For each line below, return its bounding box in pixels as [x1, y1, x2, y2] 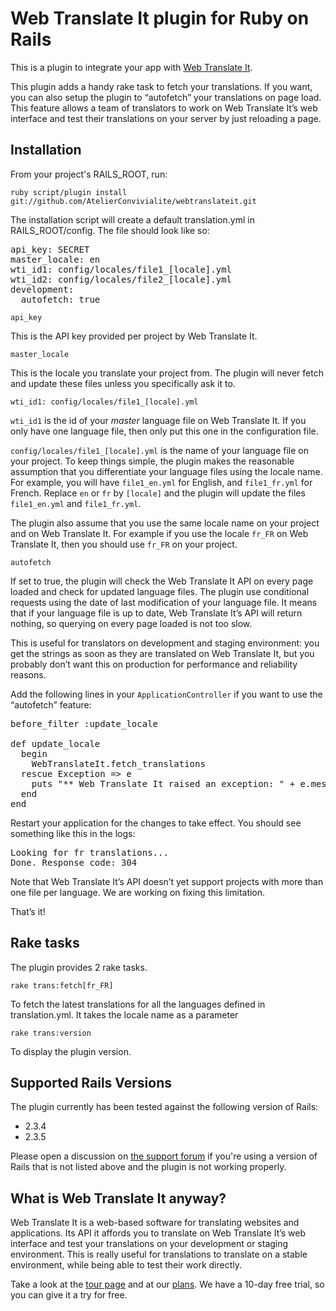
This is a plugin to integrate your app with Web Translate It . [10, 61, 253, 73]
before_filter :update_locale [10, 718, 159, 729]
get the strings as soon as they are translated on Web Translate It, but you [10, 647, 315, 659]
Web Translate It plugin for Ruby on [10, 7, 310, 30]
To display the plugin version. [10, 1045, 132, 1057]
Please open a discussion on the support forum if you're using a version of [10, 1150, 318, 1162]
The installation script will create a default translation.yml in [10, 213, 255, 226]
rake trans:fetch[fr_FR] [10, 980, 114, 991]
